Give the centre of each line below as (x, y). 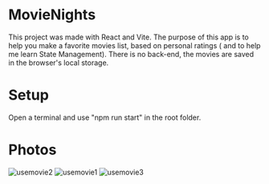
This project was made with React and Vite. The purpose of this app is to (128, 37)
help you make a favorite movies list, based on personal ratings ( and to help (134, 45)
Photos (33, 150)
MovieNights (52, 15)
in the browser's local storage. (59, 63)
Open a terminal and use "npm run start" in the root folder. (105, 117)
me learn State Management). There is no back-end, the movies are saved (131, 54)
